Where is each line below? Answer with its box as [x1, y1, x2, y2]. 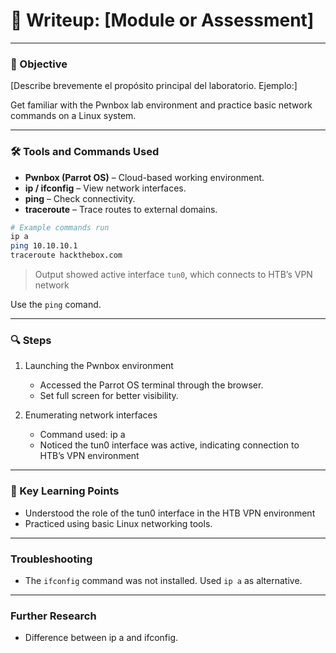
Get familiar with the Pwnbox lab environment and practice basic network [10, 99, 313, 111]
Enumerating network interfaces [24, 409, 158, 421]
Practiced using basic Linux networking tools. [24, 517, 213, 529]
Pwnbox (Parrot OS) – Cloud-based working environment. [24, 171, 265, 183]
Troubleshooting [10, 552, 93, 566]
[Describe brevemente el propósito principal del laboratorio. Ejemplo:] [10, 80, 298, 92]
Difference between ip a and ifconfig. [24, 632, 179, 644]
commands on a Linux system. [10, 110, 137, 122]
